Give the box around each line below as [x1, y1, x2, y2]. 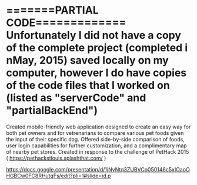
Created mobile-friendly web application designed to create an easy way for [6, 123, 191, 130]
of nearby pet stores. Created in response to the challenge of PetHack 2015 [6, 148, 189, 155]
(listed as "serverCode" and [6, 91, 146, 105]
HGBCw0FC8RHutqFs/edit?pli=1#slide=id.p [6, 172, 111, 179]
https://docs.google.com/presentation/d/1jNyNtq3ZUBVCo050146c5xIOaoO [6, 166, 190, 173]
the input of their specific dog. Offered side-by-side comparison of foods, [6, 136, 185, 143]
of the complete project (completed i [6, 41, 188, 55]
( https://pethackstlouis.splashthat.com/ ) [6, 154, 106, 161]
